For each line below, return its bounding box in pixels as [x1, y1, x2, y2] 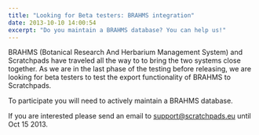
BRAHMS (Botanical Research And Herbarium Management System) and [8, 48, 243, 57]
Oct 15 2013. [8, 119, 49, 130]
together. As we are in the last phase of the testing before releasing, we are [8, 64, 252, 74]
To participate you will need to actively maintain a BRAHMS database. [8, 96, 233, 106]
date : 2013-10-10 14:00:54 [8, 19, 97, 27]
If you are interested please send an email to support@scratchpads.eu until [8, 111, 251, 121]
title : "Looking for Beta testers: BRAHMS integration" [8, 11, 195, 20]
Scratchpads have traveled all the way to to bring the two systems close [8, 56, 241, 65]
